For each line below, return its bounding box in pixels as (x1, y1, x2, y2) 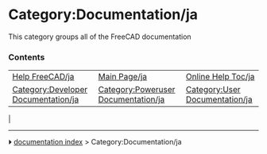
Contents (8, 52, 45, 63)
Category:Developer (12, 84, 88, 95)
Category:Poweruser (98, 84, 176, 95)
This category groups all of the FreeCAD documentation (8, 32, 192, 41)
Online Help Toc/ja (185, 71, 255, 83)
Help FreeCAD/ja (12, 71, 75, 83)
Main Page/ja (98, 71, 147, 83)
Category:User (185, 84, 241, 95)
